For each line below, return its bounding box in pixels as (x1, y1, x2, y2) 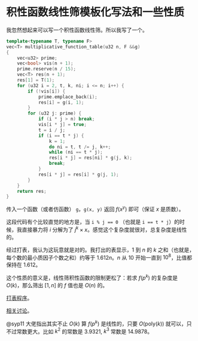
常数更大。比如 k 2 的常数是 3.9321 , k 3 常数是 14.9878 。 (16, 327, 153, 335)
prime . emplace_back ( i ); (38, 94, 98, 100)
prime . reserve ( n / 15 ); (17, 66, 77, 72)
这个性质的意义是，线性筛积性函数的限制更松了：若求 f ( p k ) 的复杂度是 (6, 273, 178, 281)
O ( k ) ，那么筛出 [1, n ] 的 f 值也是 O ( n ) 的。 (6, 281, 108, 288)
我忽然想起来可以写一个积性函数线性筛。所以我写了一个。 (6, 26, 148, 33)
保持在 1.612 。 (6, 261, 41, 269)
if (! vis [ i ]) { (28, 88, 66, 94)
